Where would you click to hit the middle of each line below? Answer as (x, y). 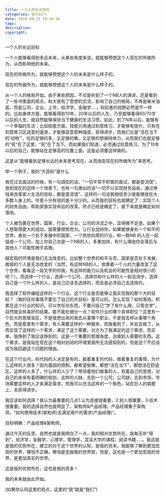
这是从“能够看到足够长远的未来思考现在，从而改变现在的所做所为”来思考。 (80, 161)
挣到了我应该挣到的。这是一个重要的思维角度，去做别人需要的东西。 (87, 336)
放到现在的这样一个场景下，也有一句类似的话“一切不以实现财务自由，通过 (79, 188)
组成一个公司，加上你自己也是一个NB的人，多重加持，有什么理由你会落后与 (81, 241)
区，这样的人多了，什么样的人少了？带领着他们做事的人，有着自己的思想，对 (82, 371)
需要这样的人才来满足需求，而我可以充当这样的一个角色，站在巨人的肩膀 (82, 384)
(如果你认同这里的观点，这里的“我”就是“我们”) (51, 489)
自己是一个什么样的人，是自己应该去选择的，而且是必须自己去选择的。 (76, 283)
